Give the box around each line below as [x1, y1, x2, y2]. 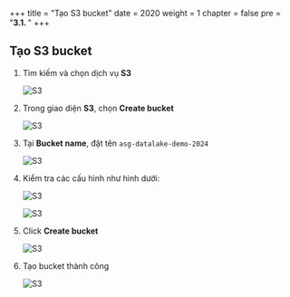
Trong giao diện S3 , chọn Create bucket [22, 102, 174, 113]
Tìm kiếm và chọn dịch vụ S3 [22, 67, 131, 78]
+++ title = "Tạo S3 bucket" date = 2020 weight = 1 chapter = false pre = [9, 8, 281, 18]
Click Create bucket [22, 225, 99, 236]
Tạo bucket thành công [22, 260, 110, 271]
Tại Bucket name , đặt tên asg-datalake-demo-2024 [22, 138, 209, 148]
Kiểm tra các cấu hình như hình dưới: [22, 172, 160, 184]
